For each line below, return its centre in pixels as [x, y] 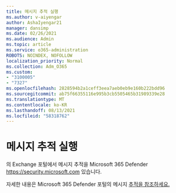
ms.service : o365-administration [47, 50]
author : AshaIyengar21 [34, 22]
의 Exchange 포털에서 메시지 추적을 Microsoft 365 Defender [77, 164]
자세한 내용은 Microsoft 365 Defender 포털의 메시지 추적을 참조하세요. [88, 184]
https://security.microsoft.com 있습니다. [54, 172]
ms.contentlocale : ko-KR [37, 105]
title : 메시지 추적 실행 [32, 12]
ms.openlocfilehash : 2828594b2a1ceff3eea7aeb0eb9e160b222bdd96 [86, 89]
